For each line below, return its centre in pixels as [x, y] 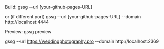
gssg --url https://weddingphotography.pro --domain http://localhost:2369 [82, 41]
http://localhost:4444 [27, 22]
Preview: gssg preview [28, 31]
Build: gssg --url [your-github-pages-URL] [49, 7]
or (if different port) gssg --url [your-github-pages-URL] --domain [73, 17]
